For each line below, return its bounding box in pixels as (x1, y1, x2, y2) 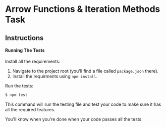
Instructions (5, 34, 44, 42)
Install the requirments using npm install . (12, 73, 98, 79)
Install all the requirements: (5, 58, 60, 64)
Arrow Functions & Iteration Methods (5, 3, 160, 15)
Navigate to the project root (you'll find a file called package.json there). (12, 68, 159, 74)
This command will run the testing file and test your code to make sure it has (5, 101, 162, 107)
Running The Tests (5, 47, 45, 53)
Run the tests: (5, 83, 34, 88)
